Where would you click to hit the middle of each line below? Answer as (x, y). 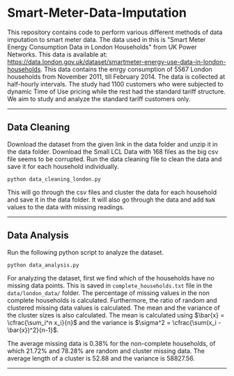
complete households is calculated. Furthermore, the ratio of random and (112, 300)
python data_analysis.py (43, 265)
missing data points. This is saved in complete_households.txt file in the (110, 285)
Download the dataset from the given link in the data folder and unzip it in (112, 144)
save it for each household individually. (63, 166)
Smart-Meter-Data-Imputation (97, 13)
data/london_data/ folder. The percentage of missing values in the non (109, 293)
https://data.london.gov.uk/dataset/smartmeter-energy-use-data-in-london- (117, 61)
